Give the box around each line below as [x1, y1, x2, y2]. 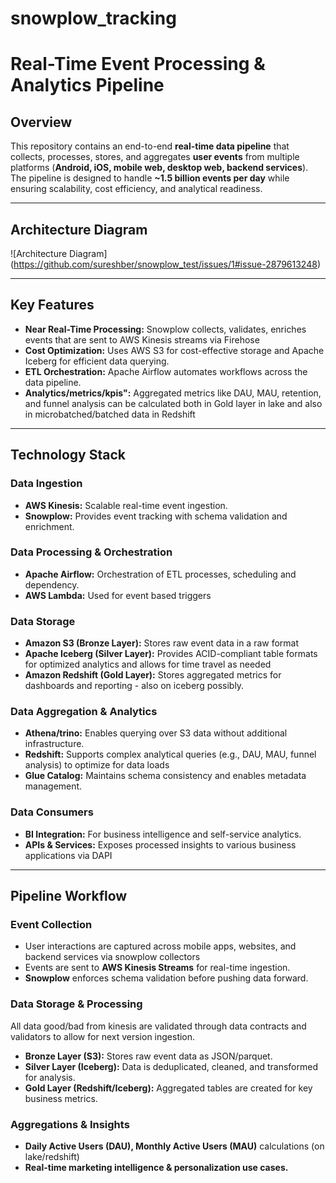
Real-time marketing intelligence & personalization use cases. [24, 1161, 289, 1173]
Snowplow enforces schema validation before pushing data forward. [24, 972, 309, 984]
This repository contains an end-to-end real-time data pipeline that [10, 140, 290, 152]
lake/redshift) [24, 1150, 80, 1162]
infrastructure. [24, 738, 85, 750]
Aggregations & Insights [10, 1117, 130, 1131]
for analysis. [24, 1071, 76, 1083]
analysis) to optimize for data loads [24, 759, 170, 771]
